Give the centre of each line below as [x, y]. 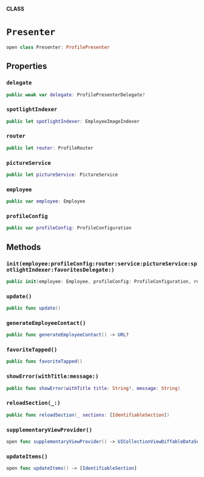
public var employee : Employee [46, 201]
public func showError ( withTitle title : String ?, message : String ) [93, 388]
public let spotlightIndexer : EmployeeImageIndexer [73, 121]
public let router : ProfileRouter [50, 148]
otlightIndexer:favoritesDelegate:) [60, 270]
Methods [24, 247]
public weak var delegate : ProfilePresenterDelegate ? [76, 95]
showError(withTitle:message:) [53, 376]
